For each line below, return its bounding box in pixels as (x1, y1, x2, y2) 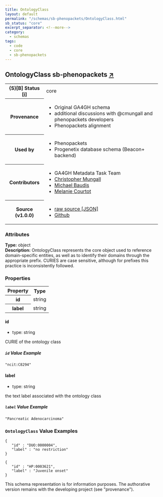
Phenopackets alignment (54, 122, 111, 129)
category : (5, 30, 25, 35)
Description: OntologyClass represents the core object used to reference (5, 247, 152, 253)
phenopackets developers (54, 116, 114, 123)
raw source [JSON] (54, 205, 98, 212)
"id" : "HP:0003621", (11, 464, 55, 469)
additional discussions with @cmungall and (54, 110, 153, 117)
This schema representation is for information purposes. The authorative (5, 481, 150, 487)
